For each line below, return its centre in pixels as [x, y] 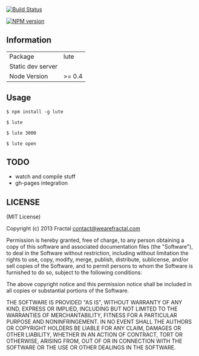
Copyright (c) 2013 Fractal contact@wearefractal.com [73, 229]
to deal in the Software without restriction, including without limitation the [97, 253]
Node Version [29, 76]
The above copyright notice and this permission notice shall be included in [99, 284]
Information [29, 40]
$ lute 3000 [21, 133]
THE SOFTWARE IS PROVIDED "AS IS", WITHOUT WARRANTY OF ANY [94, 303]
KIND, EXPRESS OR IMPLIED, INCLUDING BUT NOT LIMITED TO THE [92, 309]
